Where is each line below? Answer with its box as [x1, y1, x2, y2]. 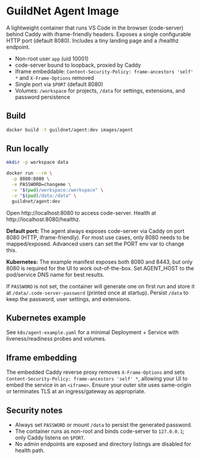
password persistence [14, 93, 70, 101]
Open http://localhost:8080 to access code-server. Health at [6, 209, 156, 216]
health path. [14, 447, 45, 454]
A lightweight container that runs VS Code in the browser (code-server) [6, 24, 184, 31]
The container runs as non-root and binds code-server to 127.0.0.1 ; [14, 427, 185, 435]
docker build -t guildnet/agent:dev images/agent [6, 126, 134, 133]
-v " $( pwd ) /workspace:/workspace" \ [11, 187, 104, 193]
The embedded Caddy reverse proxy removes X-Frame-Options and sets [6, 368, 185, 376]
